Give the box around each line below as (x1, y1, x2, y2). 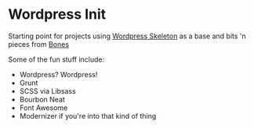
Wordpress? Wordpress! (19, 69, 98, 79)
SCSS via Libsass (19, 86, 76, 95)
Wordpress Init (8, 5, 107, 23)
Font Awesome (19, 103, 68, 112)
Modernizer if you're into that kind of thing (19, 111, 157, 120)
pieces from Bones (8, 39, 69, 48)
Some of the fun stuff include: (8, 55, 104, 64)
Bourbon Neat (19, 94, 65, 104)
